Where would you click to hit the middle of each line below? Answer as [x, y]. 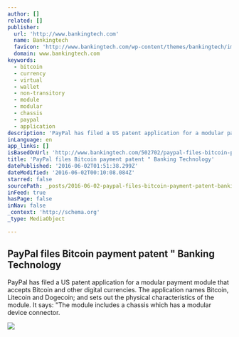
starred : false [30, 179]
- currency [30, 73]
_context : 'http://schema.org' [54, 213]
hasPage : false [30, 199]
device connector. [34, 312]
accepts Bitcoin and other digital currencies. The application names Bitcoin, [118, 289]
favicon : [27, 47]
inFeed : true [27, 193]
